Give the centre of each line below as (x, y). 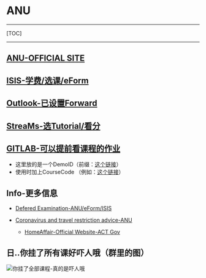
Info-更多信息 (32, 193)
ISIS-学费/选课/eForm (48, 80)
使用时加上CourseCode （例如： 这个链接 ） (70, 172)
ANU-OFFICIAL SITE (45, 58)
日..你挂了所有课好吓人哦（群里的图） (78, 253)
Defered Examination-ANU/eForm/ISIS (63, 208)
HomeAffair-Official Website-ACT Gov (72, 232)
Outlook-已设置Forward (52, 104)
